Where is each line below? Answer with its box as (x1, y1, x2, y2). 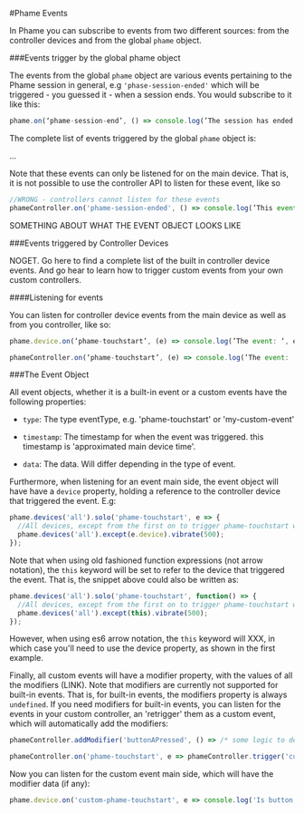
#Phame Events (9, 8, 68, 18)
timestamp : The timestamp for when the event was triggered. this (22, 431, 264, 442)
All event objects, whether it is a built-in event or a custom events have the (9, 387, 288, 398)
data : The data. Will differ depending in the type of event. (22, 459, 236, 470)
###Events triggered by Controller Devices (9, 237, 169, 248)
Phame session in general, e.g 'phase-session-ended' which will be (9, 80, 260, 90)
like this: (9, 99, 41, 110)
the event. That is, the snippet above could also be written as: (9, 574, 240, 585)
